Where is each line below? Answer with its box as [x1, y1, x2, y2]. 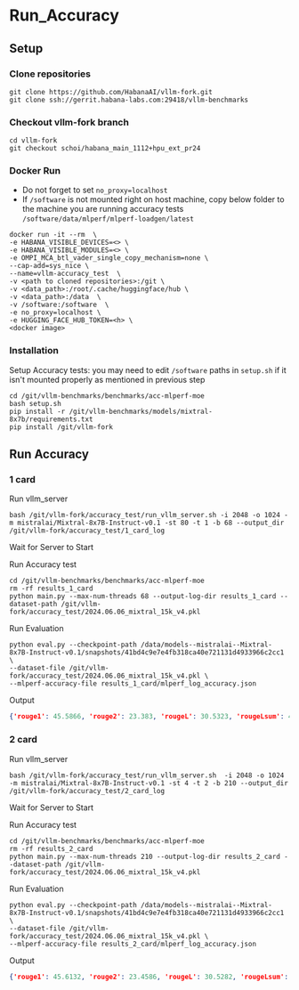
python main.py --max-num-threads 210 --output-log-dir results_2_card [9, 852, 280, 861]
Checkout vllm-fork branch [9, 116, 129, 128]
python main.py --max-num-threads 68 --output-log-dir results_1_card [9, 592, 277, 601]
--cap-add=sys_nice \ [9, 262, 90, 271]
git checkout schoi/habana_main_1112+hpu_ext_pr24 [9, 144, 201, 153]
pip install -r [9, 407, 66, 416]
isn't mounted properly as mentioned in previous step [9, 374, 206, 385]
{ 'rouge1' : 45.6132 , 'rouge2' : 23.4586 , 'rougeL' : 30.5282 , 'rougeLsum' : [9, 972, 289, 981]
